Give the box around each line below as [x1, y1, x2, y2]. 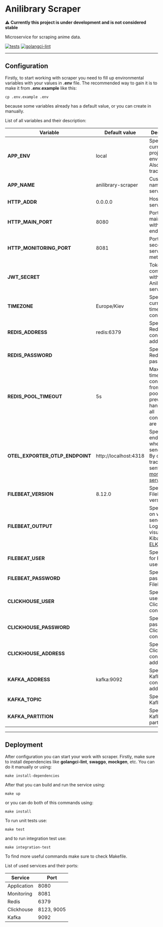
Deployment [5, 741, 43, 749]
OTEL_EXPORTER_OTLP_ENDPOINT [7, 452, 91, 459]
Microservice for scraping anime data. [5, 34, 81, 40]
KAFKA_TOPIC [7, 696, 42, 703]
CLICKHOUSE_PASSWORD [7, 624, 70, 631]
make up [5, 791, 21, 796]
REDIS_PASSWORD [7, 352, 52, 358]
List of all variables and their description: [5, 117, 86, 123]
